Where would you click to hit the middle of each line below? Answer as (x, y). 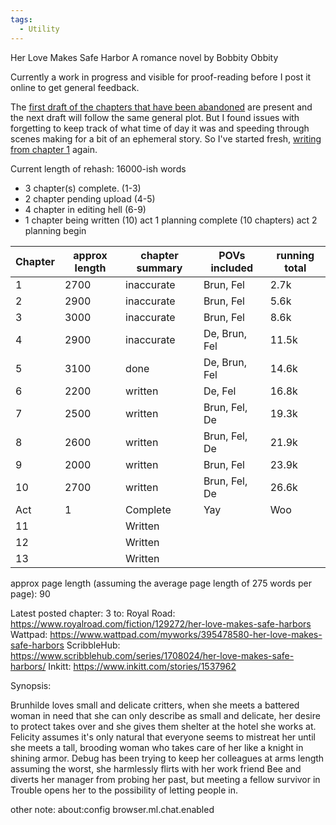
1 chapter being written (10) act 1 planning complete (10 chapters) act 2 (171, 220)
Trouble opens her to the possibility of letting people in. (124, 790)
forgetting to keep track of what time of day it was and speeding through (160, 128)
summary (159, 268)
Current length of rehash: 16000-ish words (98, 168)
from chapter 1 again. (54, 149)
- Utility (39, 29)
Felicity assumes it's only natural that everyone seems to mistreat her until (163, 737)
